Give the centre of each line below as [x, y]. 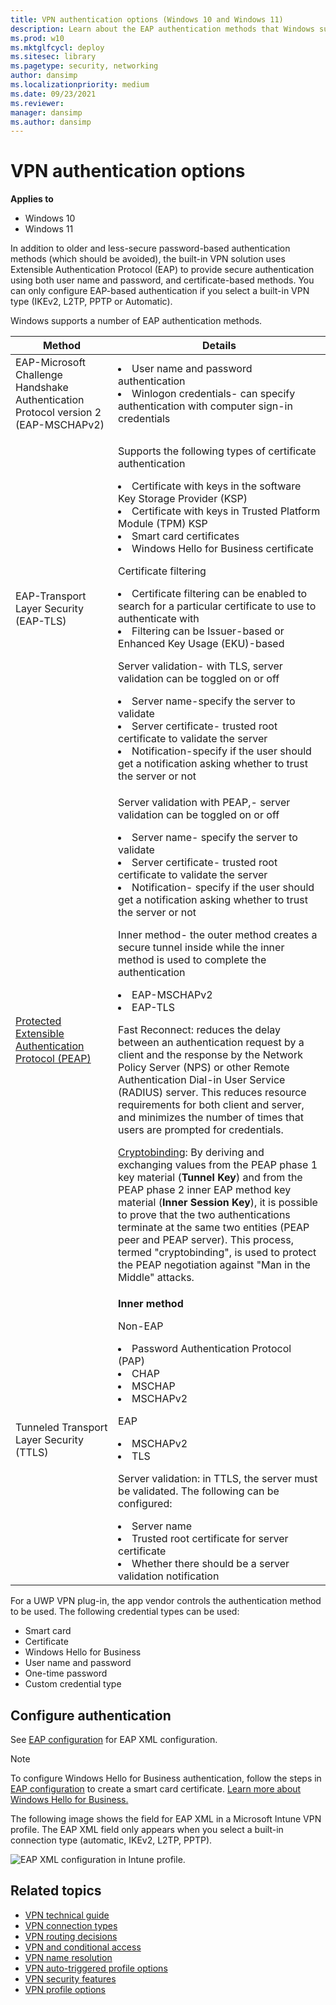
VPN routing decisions [71, 1936]
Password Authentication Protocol [211, 1349]
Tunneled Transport [61, 1428]
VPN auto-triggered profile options [96, 1968]
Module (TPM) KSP [163, 524]
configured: [145, 1504]
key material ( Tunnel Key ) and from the [210, 1178]
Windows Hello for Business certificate [222, 549]
